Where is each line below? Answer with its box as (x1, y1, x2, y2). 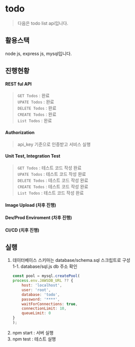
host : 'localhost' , (21, 283, 62, 288)
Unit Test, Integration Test (5, 153, 60, 159)
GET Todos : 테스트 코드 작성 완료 (17, 165, 81, 171)
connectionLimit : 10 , (21, 306, 66, 311)
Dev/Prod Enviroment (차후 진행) (5, 214, 72, 220)
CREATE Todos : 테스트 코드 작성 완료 (17, 183, 88, 189)
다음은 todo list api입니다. (17, 20, 68, 26)
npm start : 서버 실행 (12, 329, 54, 335)
